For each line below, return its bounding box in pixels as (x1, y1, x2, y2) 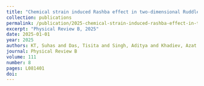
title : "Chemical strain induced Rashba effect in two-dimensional (6, 8, 181, 15)
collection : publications (6, 15, 72, 21)
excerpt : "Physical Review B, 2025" (6, 25, 99, 32)
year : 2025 (6, 37, 34, 43)
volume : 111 (6, 54, 36, 60)
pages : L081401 (6, 65, 45, 71)
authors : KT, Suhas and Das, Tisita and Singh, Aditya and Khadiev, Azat (6, 43, 197, 49)
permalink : (6, 20, 34, 26)
